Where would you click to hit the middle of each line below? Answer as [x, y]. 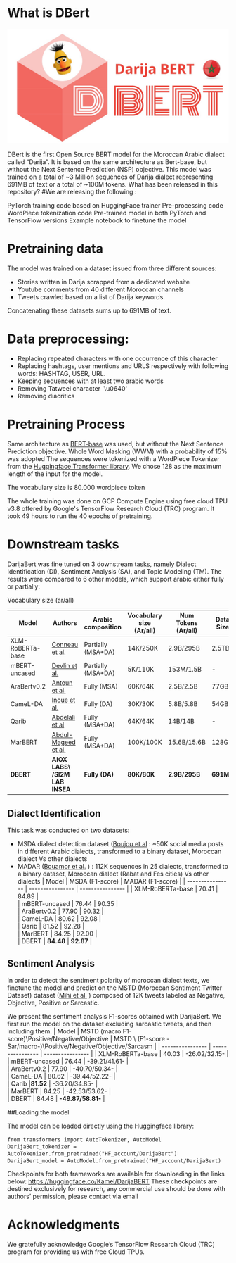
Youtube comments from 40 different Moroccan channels [101, 289]
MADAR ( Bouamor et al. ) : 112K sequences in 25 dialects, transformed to [123, 867]
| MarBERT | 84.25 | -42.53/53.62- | [59, 1091]
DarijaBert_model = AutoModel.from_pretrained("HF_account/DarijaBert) [114, 1161]
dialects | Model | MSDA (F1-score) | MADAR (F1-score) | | [101, 881]
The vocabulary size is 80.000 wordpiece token [76, 487]
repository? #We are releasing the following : [72, 191]
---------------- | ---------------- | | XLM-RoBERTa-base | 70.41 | [124, 889]
